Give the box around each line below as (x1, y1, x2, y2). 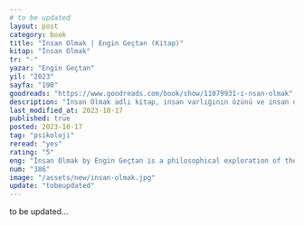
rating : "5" (9, 147, 54, 156)
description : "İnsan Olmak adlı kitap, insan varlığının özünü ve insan (9, 97, 290, 107)
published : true (9, 114, 71, 123)
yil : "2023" (9, 72, 54, 81)
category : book (9, 30, 67, 39)
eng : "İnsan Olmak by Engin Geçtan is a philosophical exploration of (9, 155, 281, 165)
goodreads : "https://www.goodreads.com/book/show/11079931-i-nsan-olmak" (9, 89, 294, 98)
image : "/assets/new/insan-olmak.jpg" (9, 173, 156, 182)
